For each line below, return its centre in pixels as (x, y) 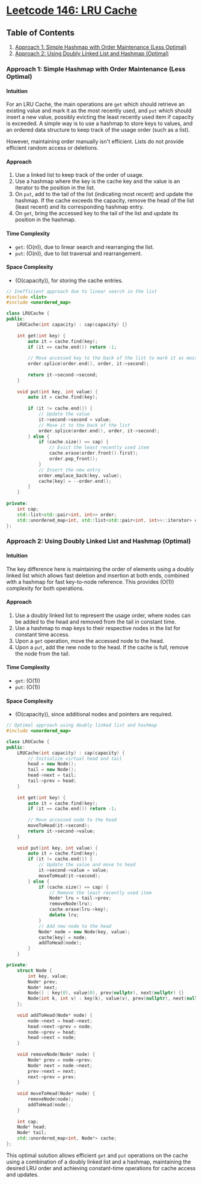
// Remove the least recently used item (100, 893)
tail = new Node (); (52, 770)
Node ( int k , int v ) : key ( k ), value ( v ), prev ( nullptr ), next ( (107, 999)
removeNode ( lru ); (71, 904)
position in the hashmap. (45, 219)
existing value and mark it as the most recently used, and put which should (99, 111)
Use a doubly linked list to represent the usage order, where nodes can (103, 615)
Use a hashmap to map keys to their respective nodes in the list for (98, 628)
